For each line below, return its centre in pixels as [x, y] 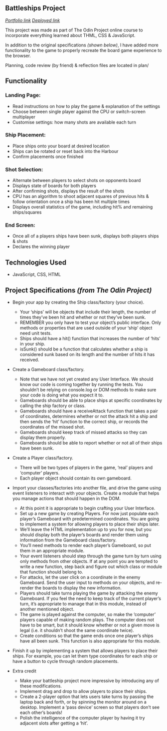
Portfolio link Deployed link [33, 20]
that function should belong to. [51, 572]
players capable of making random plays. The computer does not [87, 620]
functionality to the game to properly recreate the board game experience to [83, 50]
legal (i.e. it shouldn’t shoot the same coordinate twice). [77, 630]
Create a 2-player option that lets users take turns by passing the [87, 696]
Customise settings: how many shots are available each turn [74, 122]
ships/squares [27, 212]
